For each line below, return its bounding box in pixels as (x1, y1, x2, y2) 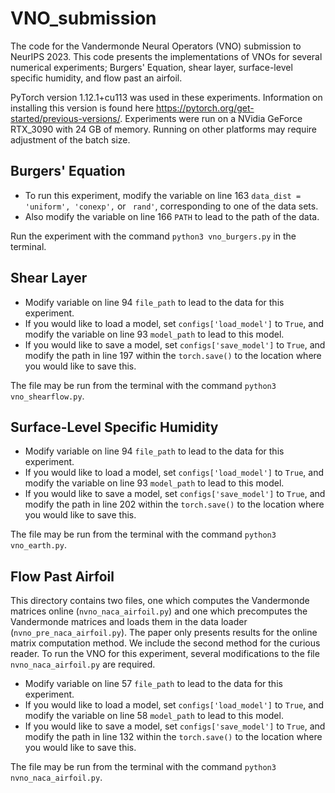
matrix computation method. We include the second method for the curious (10, 637, 321, 649)
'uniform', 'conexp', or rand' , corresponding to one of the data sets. (24, 200, 319, 212)
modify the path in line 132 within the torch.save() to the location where (24, 731, 323, 743)
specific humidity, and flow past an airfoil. (10, 72, 183, 84)
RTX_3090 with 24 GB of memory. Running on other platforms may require (10, 123, 317, 135)
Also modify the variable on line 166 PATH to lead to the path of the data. (24, 210, 320, 222)
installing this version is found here (10, 102, 155, 114)
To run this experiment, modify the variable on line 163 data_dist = (24, 189, 302, 201)
